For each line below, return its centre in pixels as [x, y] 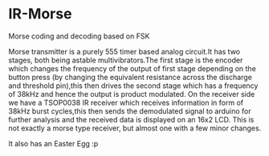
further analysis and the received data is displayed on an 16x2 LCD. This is [131, 119]
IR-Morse [40, 14]
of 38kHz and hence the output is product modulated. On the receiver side [132, 94]
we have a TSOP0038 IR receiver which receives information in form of [126, 102]
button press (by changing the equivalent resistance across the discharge [130, 77]
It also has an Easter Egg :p [53, 143]
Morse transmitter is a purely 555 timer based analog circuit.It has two [124, 51]
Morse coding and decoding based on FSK [79, 36]
